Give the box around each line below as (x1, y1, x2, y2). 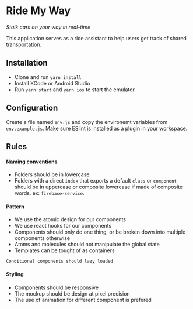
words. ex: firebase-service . (14, 190, 85, 197)
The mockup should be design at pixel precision (14, 290, 130, 297)
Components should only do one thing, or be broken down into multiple (14, 228, 186, 235)
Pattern (6, 203, 24, 210)
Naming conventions (6, 158, 58, 165)
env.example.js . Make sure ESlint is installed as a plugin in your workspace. (6, 125, 188, 132)
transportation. (6, 41, 42, 48)
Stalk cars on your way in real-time (6, 23, 91, 30)
